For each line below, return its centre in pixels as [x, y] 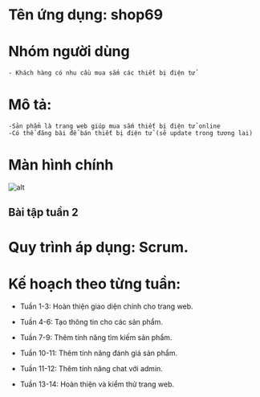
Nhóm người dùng [69, 52]
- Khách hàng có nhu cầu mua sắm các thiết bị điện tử [102, 73]
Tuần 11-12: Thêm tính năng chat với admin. [91, 368]
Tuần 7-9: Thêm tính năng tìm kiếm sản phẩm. [96, 337]
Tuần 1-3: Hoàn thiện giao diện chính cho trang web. [107, 306]
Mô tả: [30, 105]
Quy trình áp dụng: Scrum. [98, 247]
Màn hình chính [61, 165]
